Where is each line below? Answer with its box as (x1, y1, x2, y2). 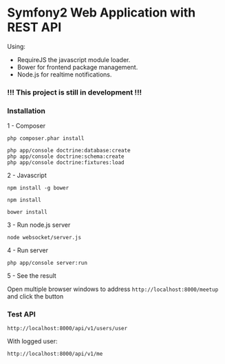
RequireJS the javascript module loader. (17, 55, 131, 63)
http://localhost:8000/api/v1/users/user (7, 325, 128, 332)
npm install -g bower (7, 185, 69, 192)
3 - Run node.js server (7, 221, 71, 229)
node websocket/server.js (7, 234, 81, 241)
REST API (7, 19, 62, 35)
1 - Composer (7, 122, 46, 130)
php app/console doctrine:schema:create (7, 153, 125, 160)
